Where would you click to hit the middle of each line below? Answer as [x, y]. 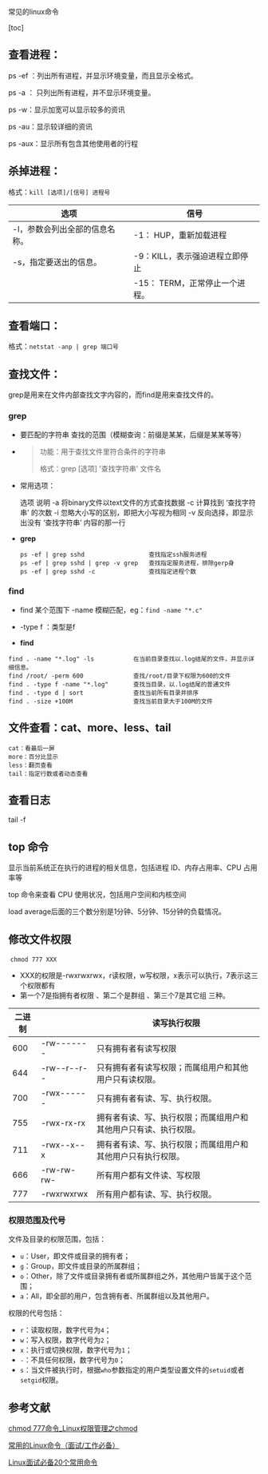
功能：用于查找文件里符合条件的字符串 [102, 451]
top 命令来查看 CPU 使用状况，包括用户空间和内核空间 [97, 895]
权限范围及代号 [37, 1221]
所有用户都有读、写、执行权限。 [157, 1194]
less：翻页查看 [31, 765]
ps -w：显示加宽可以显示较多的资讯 [67, 109]
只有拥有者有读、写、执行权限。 [157, 1099]
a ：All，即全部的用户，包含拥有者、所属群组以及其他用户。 [116, 1296]
